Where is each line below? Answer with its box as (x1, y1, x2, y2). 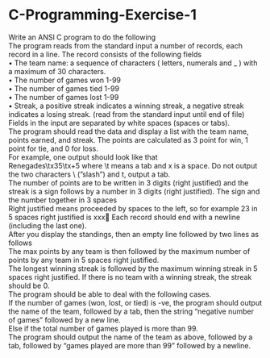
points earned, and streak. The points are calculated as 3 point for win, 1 (8, 135, 248, 144)
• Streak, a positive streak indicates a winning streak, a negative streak (8, 101, 244, 110)
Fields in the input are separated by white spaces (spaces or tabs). (8, 118, 231, 127)
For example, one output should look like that (8, 152, 159, 162)
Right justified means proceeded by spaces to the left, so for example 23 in (8, 203, 258, 213)
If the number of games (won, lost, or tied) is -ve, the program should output (8, 298, 263, 307)
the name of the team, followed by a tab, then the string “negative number (8, 306, 254, 316)
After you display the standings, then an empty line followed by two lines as (8, 229, 260, 239)
